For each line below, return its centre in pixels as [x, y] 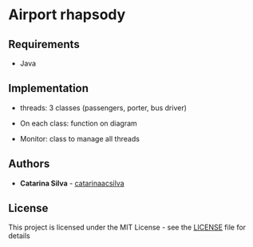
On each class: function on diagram [78, 123]
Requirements [44, 44]
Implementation [49, 88]
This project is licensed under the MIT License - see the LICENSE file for [127, 227]
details [19, 236]
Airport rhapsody [67, 15]
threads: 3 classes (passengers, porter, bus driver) [103, 108]
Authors [29, 164]
